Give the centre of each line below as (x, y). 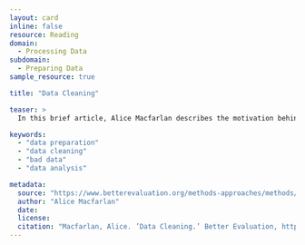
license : (34, 219)
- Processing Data (53, 52)
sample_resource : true (52, 77)
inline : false (36, 26)
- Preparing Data (50, 69)
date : (28, 210)
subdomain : (30, 60)
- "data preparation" (59, 143)
